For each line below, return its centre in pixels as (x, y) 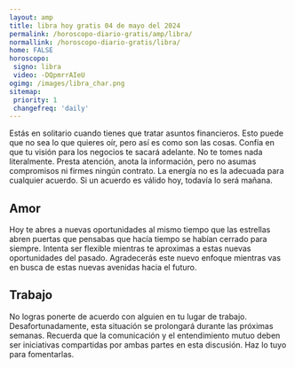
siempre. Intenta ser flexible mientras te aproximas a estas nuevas (130, 248)
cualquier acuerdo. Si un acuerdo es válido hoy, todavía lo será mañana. (141, 180)
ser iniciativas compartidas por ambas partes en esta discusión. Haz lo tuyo (148, 345)
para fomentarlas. (42, 354)
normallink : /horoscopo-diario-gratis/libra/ (95, 42)
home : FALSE (31, 51)
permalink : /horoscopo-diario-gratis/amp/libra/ (101, 34)
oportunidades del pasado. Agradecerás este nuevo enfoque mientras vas (145, 258)
